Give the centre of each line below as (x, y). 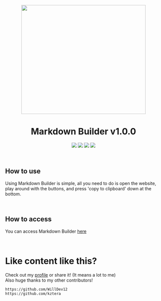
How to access (29, 219)
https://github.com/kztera (33, 294)
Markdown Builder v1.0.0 (83, 132)
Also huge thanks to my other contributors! (49, 280)
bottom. (13, 194)
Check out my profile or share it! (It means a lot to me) (60, 275)
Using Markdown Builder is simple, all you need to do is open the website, (81, 183)
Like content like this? (51, 261)
